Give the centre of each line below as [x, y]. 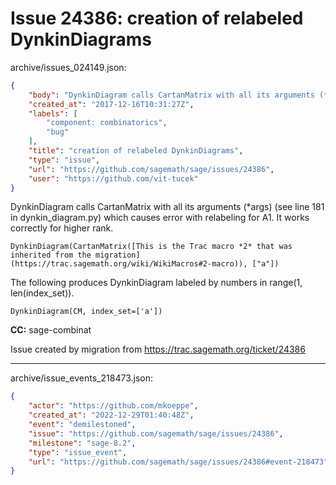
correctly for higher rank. [62, 228]
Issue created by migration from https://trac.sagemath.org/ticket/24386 [158, 349]
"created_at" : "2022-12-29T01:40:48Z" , [111, 415]
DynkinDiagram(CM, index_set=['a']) [86, 312]
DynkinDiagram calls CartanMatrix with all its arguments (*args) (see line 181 [167, 207]
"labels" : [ [53, 113]
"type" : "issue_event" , [78, 452]
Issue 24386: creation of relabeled [157, 18]
